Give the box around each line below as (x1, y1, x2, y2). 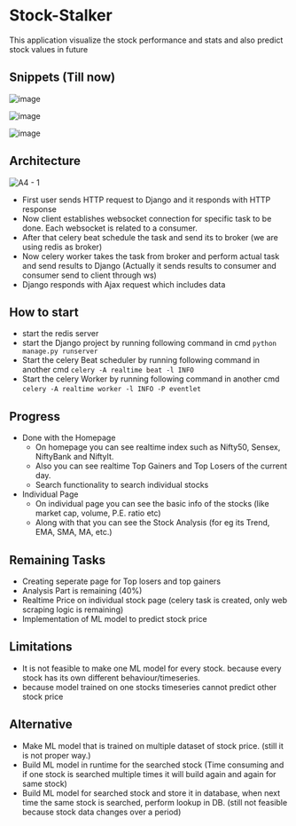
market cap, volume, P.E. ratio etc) (35, 507, 161, 519)
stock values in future (9, 43, 89, 54)
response (21, 203, 58, 214)
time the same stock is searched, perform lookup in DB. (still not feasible (21, 797, 288, 807)
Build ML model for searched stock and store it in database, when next (21, 787, 281, 798)
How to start (9, 304, 79, 319)
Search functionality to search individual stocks (35, 480, 209, 491)
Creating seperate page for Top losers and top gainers (21, 576, 222, 586)
